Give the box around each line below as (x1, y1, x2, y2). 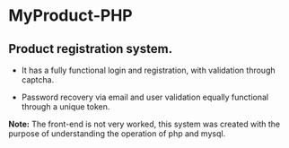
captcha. (21, 74, 55, 85)
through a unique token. (21, 101, 110, 112)
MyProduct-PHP (8, 5, 133, 26)
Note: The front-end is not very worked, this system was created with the (8, 118, 280, 129)
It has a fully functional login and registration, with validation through (21, 65, 276, 75)
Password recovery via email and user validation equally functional (21, 91, 269, 102)
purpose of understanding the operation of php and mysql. (8, 128, 226, 139)
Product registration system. (8, 41, 172, 57)
